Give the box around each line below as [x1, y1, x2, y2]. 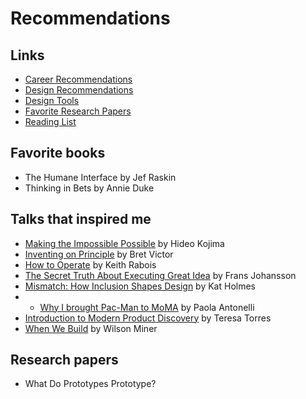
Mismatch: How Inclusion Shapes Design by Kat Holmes [24, 280, 256, 292]
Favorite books [10, 145, 106, 162]
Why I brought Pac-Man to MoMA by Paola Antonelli [39, 301, 255, 313]
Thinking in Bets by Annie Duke [24, 182, 155, 194]
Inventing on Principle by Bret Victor [24, 248, 174, 260]
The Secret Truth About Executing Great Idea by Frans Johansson [24, 269, 297, 281]
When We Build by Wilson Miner [24, 322, 158, 334]
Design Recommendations [24, 84, 134, 96]
